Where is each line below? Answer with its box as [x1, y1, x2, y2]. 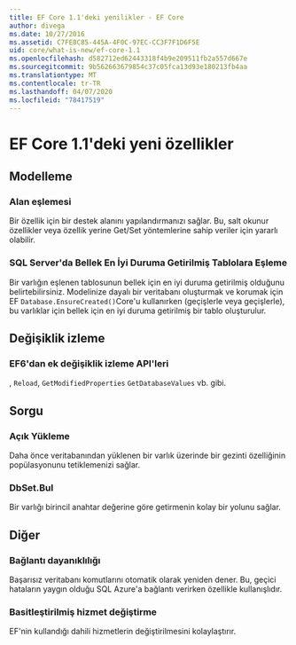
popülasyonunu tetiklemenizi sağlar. [9, 459, 140, 470]
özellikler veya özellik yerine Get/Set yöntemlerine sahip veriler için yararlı [9, 225, 278, 236]
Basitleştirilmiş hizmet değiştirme [9, 605, 158, 617]
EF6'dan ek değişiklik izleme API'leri [9, 357, 169, 369]
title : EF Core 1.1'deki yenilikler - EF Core [9, 12, 184, 22]
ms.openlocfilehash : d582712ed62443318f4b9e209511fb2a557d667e [9, 54, 248, 63]
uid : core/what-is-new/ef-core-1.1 [9, 46, 141, 55]
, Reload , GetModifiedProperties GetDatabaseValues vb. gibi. [9, 378, 227, 389]
